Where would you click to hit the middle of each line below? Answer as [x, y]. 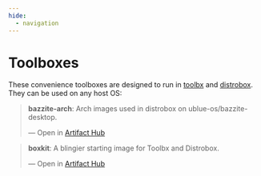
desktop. [42, 118]
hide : [17, 16]
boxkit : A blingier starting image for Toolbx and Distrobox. [124, 148]
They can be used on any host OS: [65, 94]
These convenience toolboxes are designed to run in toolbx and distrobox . [131, 85]
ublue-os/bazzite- [218, 109]
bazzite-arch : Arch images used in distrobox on [107, 109]
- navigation [37, 23]
